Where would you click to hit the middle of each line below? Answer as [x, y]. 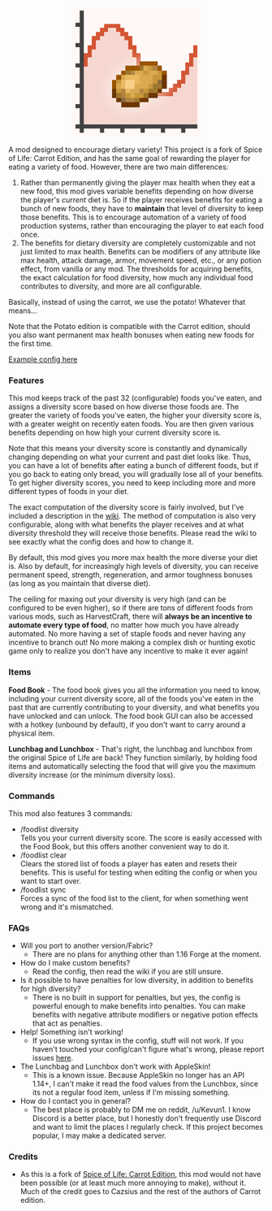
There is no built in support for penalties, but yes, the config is [136, 997]
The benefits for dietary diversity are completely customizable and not [138, 243]
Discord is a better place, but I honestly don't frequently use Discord [147, 1118]
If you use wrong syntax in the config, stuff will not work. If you [138, 1041]
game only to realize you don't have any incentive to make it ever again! [128, 651]
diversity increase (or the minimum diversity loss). [92, 775]
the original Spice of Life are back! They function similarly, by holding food [133, 757]
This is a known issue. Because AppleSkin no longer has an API [138, 1075]
